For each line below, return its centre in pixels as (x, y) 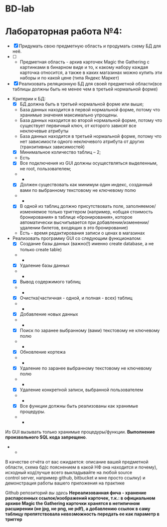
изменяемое (33, 212)
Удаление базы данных (45, 265)
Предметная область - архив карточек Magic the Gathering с (84, 62)
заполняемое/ (141, 206)
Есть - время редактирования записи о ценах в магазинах (82, 233)
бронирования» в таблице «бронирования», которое (76, 217)
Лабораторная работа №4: (64, 32)
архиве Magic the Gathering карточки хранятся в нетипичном (73, 504)
